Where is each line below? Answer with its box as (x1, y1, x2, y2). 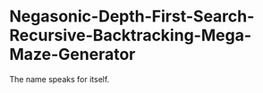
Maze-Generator (9, 45, 136, 64)
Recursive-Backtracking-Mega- (9, 25, 252, 46)
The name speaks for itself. (9, 73, 110, 84)
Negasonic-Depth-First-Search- (9, 6, 255, 27)
